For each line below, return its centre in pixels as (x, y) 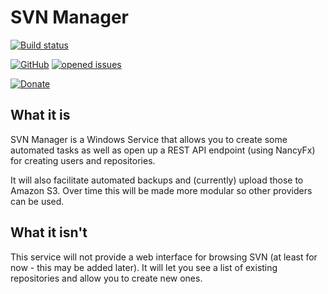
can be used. (37, 201)
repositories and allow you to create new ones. (106, 278)
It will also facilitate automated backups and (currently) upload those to (157, 180)
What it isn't (49, 232)
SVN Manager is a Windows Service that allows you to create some (149, 139)
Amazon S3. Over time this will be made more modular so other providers (161, 190)
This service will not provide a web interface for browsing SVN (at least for (164, 257)
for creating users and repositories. (83, 160)
